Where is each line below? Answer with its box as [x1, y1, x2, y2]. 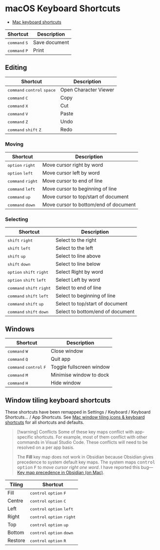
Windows [5, 325, 35, 333]
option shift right [7, 270, 49, 275]
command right [7, 179, 38, 184]
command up [7, 195, 31, 200]
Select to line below [55, 261, 101, 267]
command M [7, 373, 28, 378]
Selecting [5, 216, 28, 222]
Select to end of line [55, 285, 101, 291]
